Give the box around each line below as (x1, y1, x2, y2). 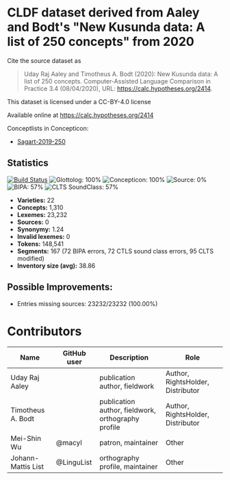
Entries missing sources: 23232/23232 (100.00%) (16, 299, 158, 307)
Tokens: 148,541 (16, 240, 64, 248)
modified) (16, 254, 44, 262)
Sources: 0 (16, 218, 49, 226)
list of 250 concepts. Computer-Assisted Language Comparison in (23, 77, 211, 85)
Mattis (10, 462, 31, 471)
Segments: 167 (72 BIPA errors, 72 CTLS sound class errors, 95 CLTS (16, 247, 214, 255)
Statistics (7, 157, 49, 169)
